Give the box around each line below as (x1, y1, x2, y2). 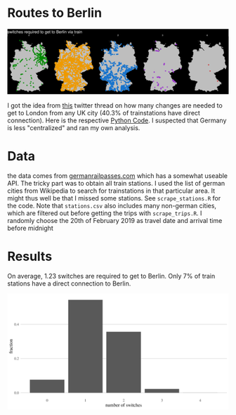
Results (7, 248, 53, 264)
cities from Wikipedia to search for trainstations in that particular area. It (7, 186, 216, 195)
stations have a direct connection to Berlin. (7, 279, 131, 288)
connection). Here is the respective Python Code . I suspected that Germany (7, 116, 227, 124)
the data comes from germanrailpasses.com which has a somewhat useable (7, 172, 228, 180)
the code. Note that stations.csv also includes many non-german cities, (7, 202, 216, 210)
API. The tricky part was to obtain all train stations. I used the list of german (7, 179, 225, 187)
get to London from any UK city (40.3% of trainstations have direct (7, 109, 200, 117)
